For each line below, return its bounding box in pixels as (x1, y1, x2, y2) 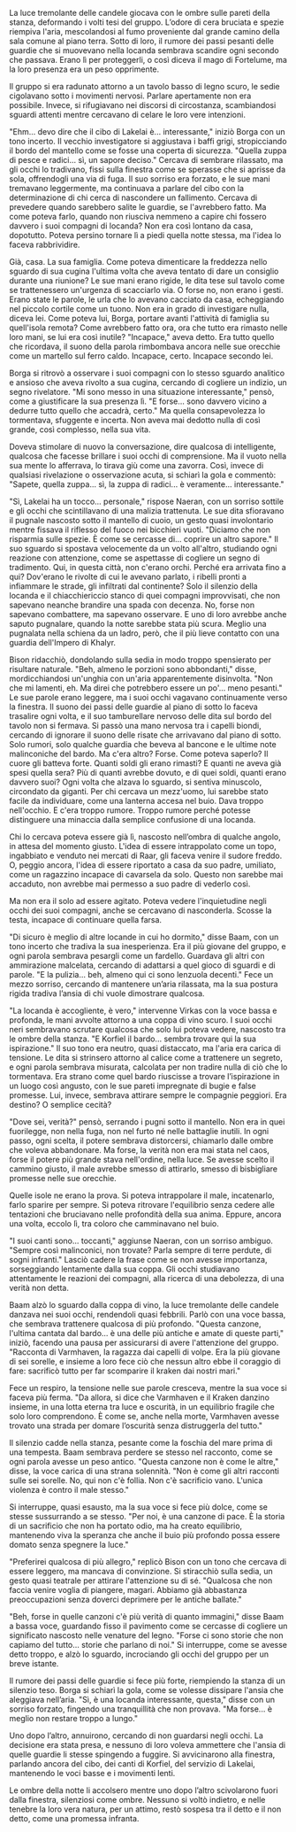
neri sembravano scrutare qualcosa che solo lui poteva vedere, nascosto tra (9, 1024, 286, 1034)
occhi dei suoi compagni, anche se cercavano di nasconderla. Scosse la (9, 905, 272, 916)
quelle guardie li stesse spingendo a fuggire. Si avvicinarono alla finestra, (9, 1749, 276, 1759)
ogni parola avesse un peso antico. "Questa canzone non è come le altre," (9, 1457, 279, 1466)
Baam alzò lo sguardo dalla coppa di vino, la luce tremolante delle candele (9, 1300, 279, 1310)
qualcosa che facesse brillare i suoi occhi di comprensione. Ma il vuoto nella (9, 451, 287, 461)
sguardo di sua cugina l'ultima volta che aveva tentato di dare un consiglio (9, 266, 279, 276)
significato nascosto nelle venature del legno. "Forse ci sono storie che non (9, 1630, 285, 1641)
